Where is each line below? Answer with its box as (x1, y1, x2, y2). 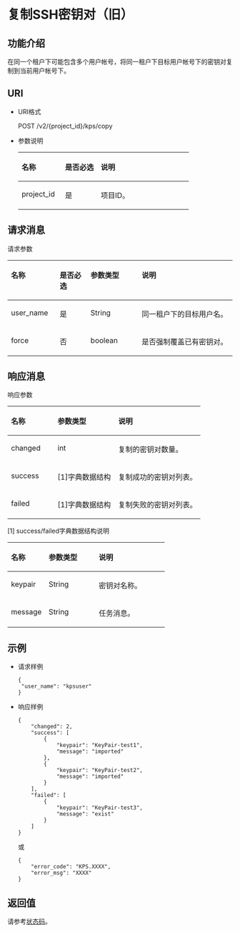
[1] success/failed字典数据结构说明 (7, 526, 109, 536)
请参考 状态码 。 (7, 917, 51, 926)
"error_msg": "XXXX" (31, 869, 92, 877)
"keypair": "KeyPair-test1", (56, 742, 143, 749)
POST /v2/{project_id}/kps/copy (17, 121, 113, 130)
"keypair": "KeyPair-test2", (56, 767, 143, 774)
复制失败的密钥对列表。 (118, 500, 198, 510)
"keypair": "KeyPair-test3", (56, 804, 143, 811)
